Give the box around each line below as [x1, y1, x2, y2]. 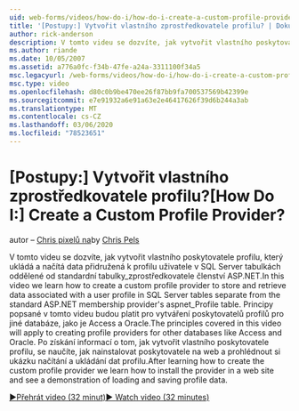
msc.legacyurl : [9, 71, 66, 80]
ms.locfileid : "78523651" [9, 129, 105, 138]
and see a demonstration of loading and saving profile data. [9, 375, 229, 385]
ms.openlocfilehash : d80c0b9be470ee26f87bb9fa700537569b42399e [9, 87, 249, 96]
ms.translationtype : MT [9, 104, 98, 113]
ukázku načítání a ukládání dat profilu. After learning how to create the [9, 355, 265, 366]
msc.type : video [9, 79, 69, 88]
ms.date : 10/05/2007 [9, 54, 86, 63]
